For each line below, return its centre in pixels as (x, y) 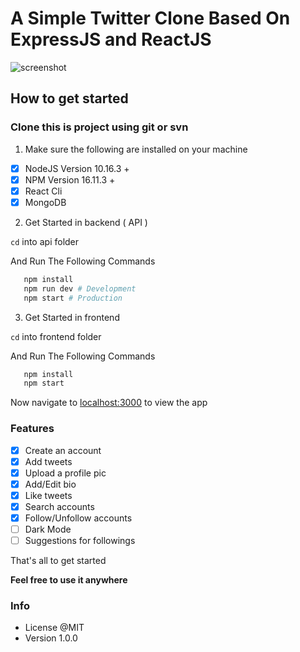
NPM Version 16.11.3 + (70, 179)
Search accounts (59, 506)
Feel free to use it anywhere (69, 580)
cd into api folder (45, 241)
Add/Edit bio (50, 484)
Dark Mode (48, 529)
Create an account (63, 450)
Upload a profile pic (65, 473)
